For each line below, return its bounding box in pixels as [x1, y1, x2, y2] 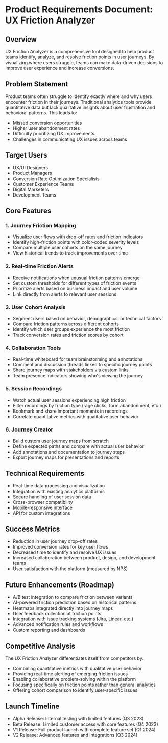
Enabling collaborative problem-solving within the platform [12, 676, 136, 682]
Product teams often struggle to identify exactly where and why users [5, 93, 152, 100]
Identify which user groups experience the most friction [12, 326, 130, 332]
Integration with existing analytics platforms [12, 488, 105, 494]
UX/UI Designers [12, 164, 49, 170]
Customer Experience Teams [12, 181, 74, 187]
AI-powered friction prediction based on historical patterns [12, 599, 137, 606]
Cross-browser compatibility [12, 499, 73, 505]
